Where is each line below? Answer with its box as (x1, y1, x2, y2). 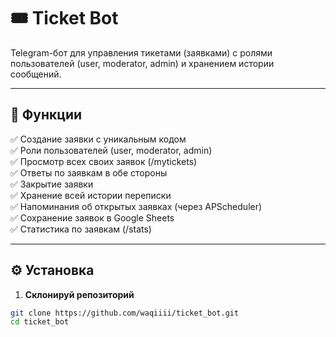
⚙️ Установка (10, 262, 95, 279)
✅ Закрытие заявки (10, 178, 94, 190)
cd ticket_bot (10, 317, 70, 327)
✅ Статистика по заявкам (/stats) (10, 223, 152, 235)
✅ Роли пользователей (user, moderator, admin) (10, 144, 213, 156)
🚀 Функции (10, 106, 83, 124)
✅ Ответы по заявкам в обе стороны (10, 166, 168, 179)
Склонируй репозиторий (24, 288, 135, 300)
